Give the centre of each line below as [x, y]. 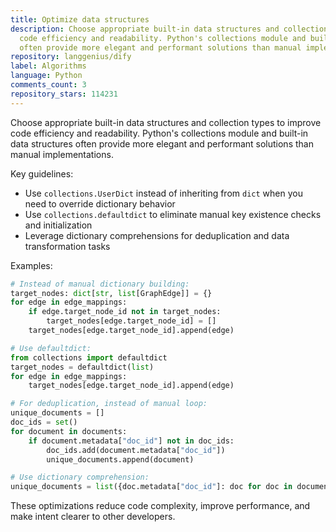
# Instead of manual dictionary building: [100, 284]
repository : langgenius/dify [71, 57]
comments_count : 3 [48, 85]
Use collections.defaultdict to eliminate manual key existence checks [173, 214]
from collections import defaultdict [89, 357]
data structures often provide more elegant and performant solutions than [162, 143]
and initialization [58, 225]
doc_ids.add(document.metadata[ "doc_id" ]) [136, 450]
